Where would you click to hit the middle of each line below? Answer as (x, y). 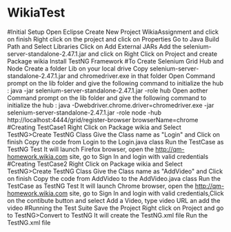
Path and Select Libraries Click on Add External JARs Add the (94, 46)
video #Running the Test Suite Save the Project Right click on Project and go (115, 208)
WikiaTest (36, 13)
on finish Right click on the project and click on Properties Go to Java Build (113, 39)
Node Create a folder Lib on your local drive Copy (78, 68)
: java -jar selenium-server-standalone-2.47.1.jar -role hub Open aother (108, 90)
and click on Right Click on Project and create (153, 54)
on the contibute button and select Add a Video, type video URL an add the (114, 200)
